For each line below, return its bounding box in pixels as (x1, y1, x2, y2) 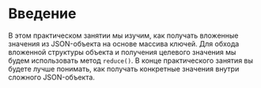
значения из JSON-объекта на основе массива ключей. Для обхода (8, 38, 240, 48)
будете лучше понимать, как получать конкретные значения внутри (8, 64, 240, 73)
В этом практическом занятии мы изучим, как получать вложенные (8, 31, 239, 40)
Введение (8, 5, 77, 23)
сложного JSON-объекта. (8, 72, 95, 82)
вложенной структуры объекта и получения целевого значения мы (8, 47, 236, 57)
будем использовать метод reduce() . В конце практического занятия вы (8, 56, 254, 65)
